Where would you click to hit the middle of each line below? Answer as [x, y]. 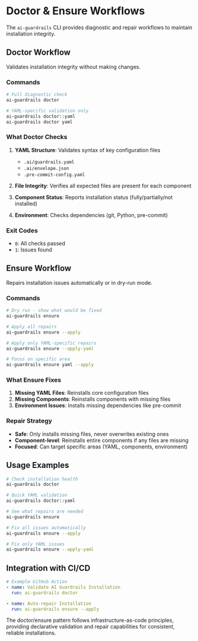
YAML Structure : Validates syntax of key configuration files [87, 150]
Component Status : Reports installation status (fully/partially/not [94, 197]
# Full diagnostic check [37, 95]
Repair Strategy [29, 421]
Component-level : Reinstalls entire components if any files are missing [101, 440]
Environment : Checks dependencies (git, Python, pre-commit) [91, 215]
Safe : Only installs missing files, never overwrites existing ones [92, 434]
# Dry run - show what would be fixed [54, 310]
